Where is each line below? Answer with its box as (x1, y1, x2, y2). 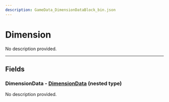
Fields (5, 65, 25, 73)
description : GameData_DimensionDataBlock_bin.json (5, 7, 116, 13)
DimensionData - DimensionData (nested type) (5, 80, 122, 87)
